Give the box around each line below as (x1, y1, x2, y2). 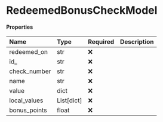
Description (119, 37, 154, 45)
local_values (9, 96, 44, 105)
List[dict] (56, 96, 82, 105)
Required (87, 37, 115, 45)
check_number (9, 67, 51, 75)
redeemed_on (9, 47, 48, 56)
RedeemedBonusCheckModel (6, 4, 158, 17)
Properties (6, 23, 33, 30)
